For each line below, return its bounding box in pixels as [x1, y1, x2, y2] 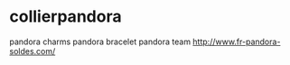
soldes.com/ [9, 45, 56, 56]
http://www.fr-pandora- [192, 36, 281, 47]
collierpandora [9, 6, 122, 27]
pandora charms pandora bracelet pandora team [9, 36, 192, 47]
